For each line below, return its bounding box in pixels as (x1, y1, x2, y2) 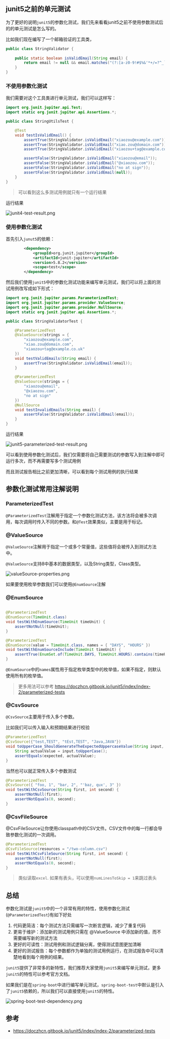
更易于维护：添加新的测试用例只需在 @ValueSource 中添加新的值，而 (13, 929, 157, 935)
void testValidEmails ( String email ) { (15, 356, 96, 361)
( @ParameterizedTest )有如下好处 (6, 912, 72, 918)
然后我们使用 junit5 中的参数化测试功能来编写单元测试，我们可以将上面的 (6, 279, 156, 285)
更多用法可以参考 (18, 683, 54, 690)
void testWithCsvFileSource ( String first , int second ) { (6, 851, 128, 856)
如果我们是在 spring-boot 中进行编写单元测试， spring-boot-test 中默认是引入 (6, 982, 164, 988)
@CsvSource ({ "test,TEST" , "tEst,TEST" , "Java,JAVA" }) (6, 739, 122, 744)
